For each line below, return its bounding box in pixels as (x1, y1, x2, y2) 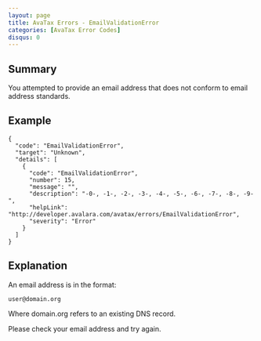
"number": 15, (28, 176, 76, 184)
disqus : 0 (8, 33, 41, 42)
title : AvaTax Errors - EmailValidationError (8, 19, 159, 27)
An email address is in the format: (8, 280, 117, 289)
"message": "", (28, 183, 79, 190)
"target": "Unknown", (15, 148, 86, 157)
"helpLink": (28, 203, 68, 212)
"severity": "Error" (28, 217, 96, 225)
